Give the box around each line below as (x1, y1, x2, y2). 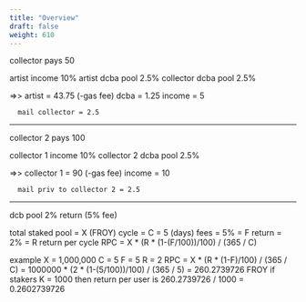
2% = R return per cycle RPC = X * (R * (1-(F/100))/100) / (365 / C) (9, 237, 258, 248)
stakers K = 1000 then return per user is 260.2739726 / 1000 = (9, 274, 244, 285)
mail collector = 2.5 (17, 108, 100, 117)
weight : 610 (9, 30, 55, 39)
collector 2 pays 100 (9, 133, 86, 144)
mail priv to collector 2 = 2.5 (17, 186, 141, 195)
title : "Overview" (9, 13, 79, 23)
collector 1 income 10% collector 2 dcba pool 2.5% (9, 150, 200, 161)
